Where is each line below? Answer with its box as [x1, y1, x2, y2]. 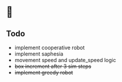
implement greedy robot [14, 69, 73, 76]
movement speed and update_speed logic [14, 57, 116, 63]
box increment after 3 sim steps [14, 63, 92, 70]
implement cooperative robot [14, 44, 85, 51]
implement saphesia [14, 50, 63, 57]
